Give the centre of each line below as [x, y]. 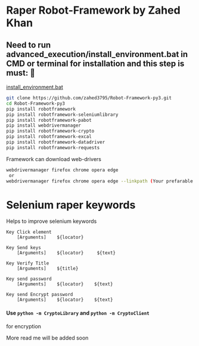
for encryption [24, 326]
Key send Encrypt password [40, 295]
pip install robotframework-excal [49, 137]
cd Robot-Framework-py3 [36, 103]
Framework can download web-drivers [54, 159]
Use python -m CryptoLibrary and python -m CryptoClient [78, 313]
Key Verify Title [28, 263]
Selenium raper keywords [71, 205]
